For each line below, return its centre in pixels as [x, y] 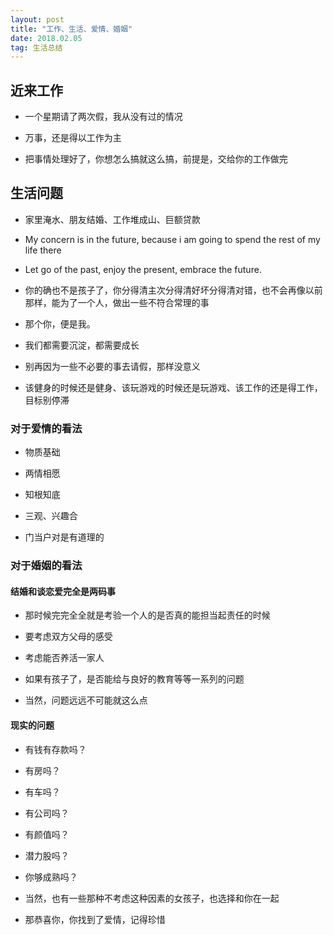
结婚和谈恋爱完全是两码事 [63, 591]
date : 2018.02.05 [46, 38]
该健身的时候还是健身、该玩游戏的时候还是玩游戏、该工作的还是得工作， [173, 387]
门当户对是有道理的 [64, 537]
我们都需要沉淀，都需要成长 [82, 345]
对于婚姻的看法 [46, 566]
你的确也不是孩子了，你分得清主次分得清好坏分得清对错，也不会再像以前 [173, 290]
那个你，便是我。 [60, 323]
